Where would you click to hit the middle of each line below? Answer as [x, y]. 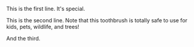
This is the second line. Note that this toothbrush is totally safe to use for [97, 20]
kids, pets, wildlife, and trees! [43, 27]
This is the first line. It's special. [46, 9]
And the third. [23, 38]
